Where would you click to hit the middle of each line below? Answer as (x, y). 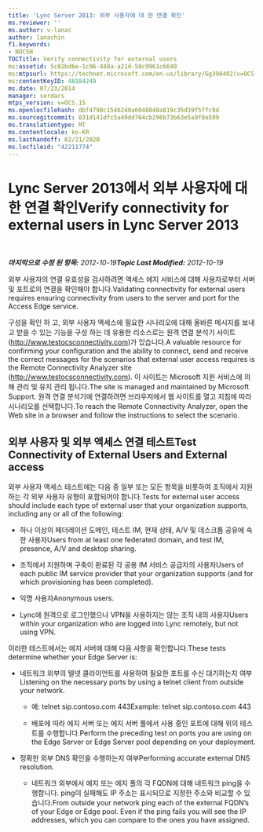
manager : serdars (37, 96)
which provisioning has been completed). (86, 582)
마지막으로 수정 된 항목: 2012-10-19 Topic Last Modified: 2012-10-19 (116, 263)
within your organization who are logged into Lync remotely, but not (129, 624)
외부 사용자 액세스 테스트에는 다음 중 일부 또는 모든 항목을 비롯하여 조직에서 (123, 487)
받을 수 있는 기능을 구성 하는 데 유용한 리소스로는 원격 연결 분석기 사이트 (126, 332)
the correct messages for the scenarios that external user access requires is (131, 359)
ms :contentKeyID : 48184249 (52, 81)
